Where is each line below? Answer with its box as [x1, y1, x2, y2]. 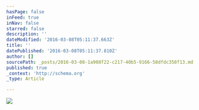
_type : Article [6, 76, 45, 82]
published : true [6, 64, 47, 71]
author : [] [6, 53, 34, 60]
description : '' [6, 31, 47, 37]
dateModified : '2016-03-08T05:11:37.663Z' [6, 37, 115, 43]
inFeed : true [6, 14, 39, 20]
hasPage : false [6, 8, 45, 15]
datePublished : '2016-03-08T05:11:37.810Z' [6, 48, 118, 54]
